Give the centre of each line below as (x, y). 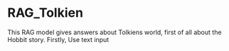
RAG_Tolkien (46, 13)
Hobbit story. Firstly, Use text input (58, 39)
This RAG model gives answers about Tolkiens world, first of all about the (114, 32)
